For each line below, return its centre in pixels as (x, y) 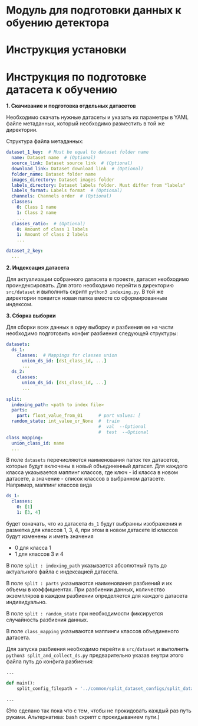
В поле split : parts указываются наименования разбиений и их (89, 583)
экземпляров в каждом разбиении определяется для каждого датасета (97, 595)
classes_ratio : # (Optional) (48, 223)
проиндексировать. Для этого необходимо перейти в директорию (90, 285)
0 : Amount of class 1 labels (52, 229)
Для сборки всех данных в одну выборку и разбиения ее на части (90, 327)
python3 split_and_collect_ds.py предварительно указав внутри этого (95, 655)
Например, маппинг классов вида (49, 485)
